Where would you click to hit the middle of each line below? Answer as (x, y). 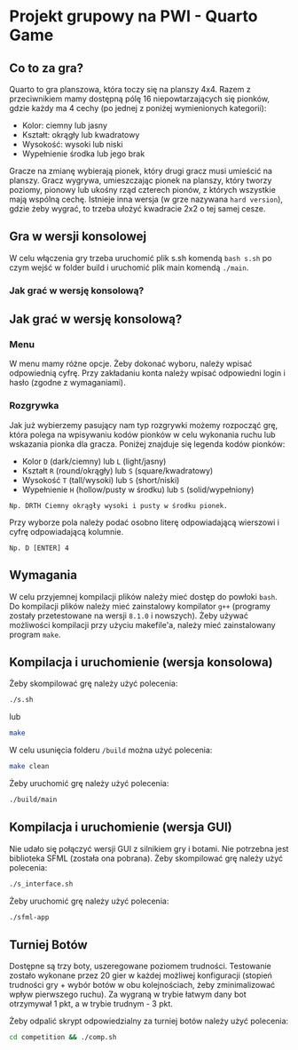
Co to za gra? (47, 68)
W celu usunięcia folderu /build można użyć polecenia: (111, 750)
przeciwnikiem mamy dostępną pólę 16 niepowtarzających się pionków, (140, 99)
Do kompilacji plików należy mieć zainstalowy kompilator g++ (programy (140, 606)
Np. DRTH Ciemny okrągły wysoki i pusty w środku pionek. (118, 505)
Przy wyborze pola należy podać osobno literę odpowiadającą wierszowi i (144, 522)
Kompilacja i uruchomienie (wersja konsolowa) (141, 662)
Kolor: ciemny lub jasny (65, 125)
